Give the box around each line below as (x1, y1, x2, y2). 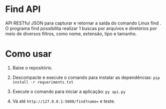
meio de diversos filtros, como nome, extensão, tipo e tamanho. (5, 30, 137, 36)
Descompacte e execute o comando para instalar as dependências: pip (12, 74, 160, 80)
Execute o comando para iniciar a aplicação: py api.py (12, 88, 126, 94)
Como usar (5, 48, 52, 59)
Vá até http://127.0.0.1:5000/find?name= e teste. (12, 98, 115, 104)
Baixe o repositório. (12, 64, 53, 70)
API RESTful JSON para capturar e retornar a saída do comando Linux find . (5, 20, 161, 26)
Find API (5, 3, 41, 15)
